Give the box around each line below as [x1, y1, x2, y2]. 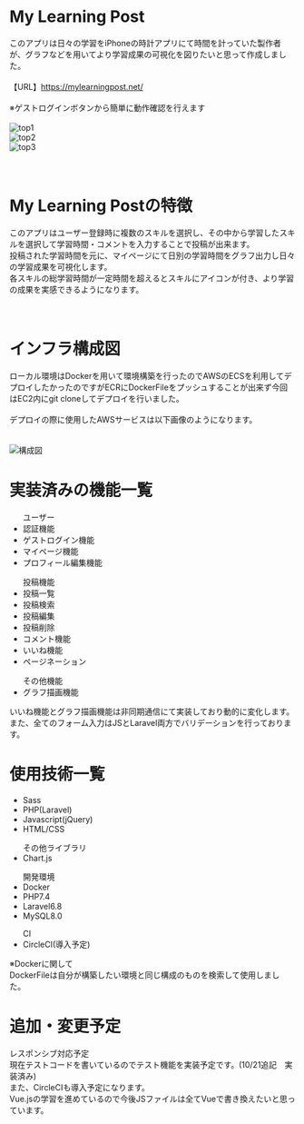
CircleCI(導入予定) [22, 939, 91, 950]
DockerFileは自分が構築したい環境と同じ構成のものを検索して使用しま [9, 970, 272, 980]
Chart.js [22, 852, 53, 863]
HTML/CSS [22, 823, 65, 834]
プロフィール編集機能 [22, 557, 103, 568]
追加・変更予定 [9, 1016, 122, 1037]
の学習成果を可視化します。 [9, 261, 113, 272]
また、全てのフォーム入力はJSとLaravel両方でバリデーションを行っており [9, 717, 284, 728]
